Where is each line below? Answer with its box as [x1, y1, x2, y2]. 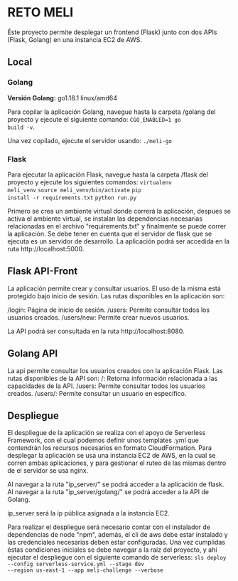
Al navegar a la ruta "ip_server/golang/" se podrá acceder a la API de [7, 488, 210, 496]
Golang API [7, 347, 58, 360]
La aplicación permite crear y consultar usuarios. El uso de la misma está [7, 284, 222, 293]
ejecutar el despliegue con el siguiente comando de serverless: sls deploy [7, 553, 227, 562]
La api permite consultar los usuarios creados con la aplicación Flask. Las [7, 366, 224, 375]
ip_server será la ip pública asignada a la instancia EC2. [7, 509, 171, 518]
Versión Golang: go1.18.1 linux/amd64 [7, 93, 118, 102]
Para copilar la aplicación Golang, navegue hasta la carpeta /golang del [7, 108, 216, 116]
